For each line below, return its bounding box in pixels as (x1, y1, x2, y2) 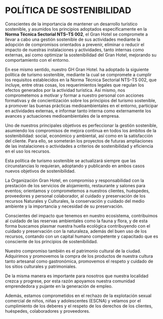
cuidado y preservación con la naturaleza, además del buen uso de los (5, 228, 147, 234)
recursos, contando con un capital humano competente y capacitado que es (5, 233, 158, 239)
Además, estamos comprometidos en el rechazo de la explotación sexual (5, 292, 152, 299)
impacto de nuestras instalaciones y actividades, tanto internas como (5, 47, 145, 53)
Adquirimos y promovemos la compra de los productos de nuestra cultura (5, 253, 153, 259)
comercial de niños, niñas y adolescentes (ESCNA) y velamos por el (5, 298, 141, 303)
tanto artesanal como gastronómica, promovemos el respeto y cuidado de (5, 258, 153, 264)
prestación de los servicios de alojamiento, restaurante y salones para (5, 182, 145, 188)
